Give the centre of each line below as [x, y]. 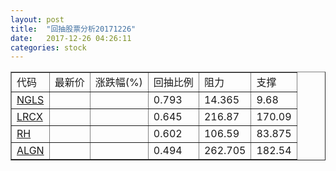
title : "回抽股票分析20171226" [73, 29]
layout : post [37, 19]
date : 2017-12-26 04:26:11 [71, 38]
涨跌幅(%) [118, 83]
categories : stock [48, 47]
